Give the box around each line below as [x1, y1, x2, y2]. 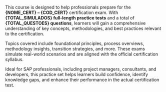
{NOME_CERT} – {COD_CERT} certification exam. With [5, 9, 118, 15]
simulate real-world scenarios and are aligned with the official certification [5, 51, 158, 57]
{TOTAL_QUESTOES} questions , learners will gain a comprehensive [5, 20, 146, 26]
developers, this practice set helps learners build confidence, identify [5, 71, 148, 77]
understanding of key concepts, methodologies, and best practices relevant [5, 25, 161, 31]
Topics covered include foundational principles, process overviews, [5, 40, 144, 46]
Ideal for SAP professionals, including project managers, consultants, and [5, 66, 156, 72]
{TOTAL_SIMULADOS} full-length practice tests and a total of [5, 15, 135, 20]
